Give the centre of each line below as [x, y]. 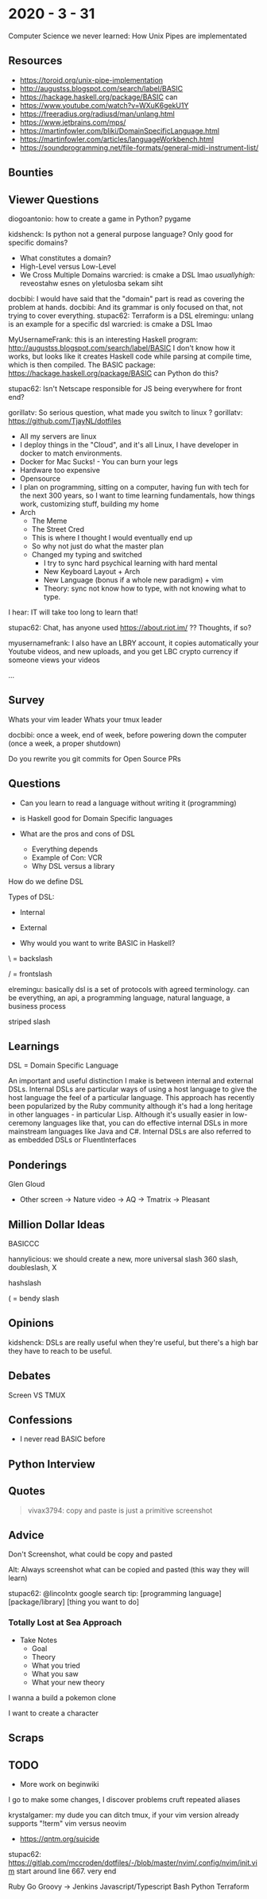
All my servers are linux [58, 436]
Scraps [26, 1738]
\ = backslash [31, 958]
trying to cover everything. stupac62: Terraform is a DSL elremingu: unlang [131, 316]
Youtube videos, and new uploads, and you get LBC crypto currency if [123, 651]
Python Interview [52, 1464]
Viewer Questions [54, 200]
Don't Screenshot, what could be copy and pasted [91, 1554]
